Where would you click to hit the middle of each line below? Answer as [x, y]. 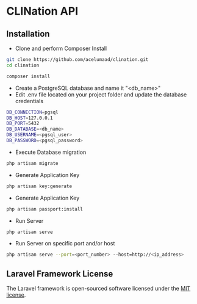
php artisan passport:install [45, 209]
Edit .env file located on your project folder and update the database [101, 94]
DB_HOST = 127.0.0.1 [30, 118]
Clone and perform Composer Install [61, 48]
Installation [28, 34]
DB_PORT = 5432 [23, 123]
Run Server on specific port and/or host [65, 244]
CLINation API [42, 11]
